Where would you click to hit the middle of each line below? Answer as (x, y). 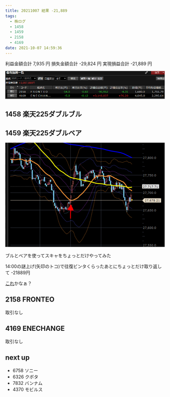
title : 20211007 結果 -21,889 (36, 11)
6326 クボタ (26, 377)
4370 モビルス (28, 389)
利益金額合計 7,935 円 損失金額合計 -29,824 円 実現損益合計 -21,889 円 (79, 64)
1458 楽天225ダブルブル (44, 114)
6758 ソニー (25, 370)
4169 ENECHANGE (35, 329)
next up (17, 358)
